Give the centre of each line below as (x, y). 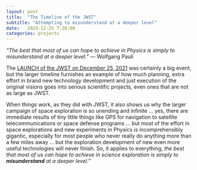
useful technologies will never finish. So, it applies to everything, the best (95, 149)
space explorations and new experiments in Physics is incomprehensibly (95, 130)
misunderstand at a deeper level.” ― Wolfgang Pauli (70, 57)
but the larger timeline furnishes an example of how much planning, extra (95, 74)
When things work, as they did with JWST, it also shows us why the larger (96, 104)
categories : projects (33, 34)
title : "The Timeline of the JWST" (51, 17)
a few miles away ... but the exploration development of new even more (93, 142)
